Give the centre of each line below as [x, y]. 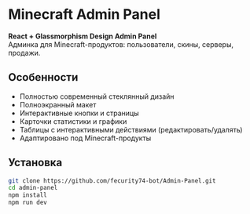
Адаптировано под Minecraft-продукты [85, 138]
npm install [28, 195]
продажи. [24, 53]
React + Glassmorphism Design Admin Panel [83, 36]
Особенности [43, 77]
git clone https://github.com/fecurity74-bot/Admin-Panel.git [112, 181]
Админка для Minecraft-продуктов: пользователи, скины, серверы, [121, 44]
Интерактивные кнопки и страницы [79, 113]
